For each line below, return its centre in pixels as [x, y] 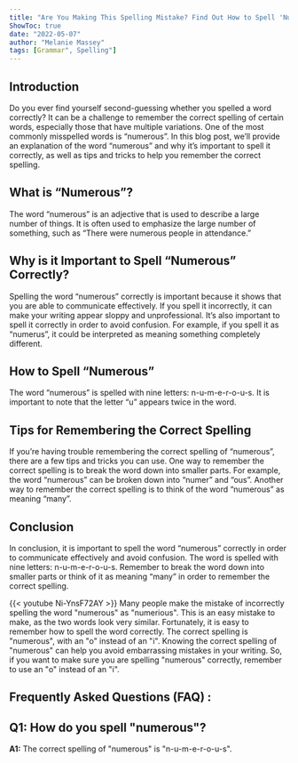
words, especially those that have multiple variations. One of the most [137, 126]
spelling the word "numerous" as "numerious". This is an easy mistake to [142, 613]
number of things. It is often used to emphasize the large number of [133, 223]
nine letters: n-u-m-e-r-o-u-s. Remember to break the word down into [137, 567]
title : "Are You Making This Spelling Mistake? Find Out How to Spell [142, 17]
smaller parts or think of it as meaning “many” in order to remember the [140, 576]
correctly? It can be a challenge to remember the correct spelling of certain [146, 117]
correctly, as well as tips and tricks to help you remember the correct [135, 155]
